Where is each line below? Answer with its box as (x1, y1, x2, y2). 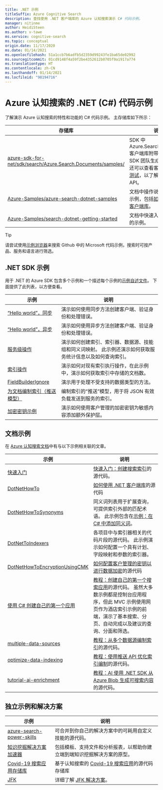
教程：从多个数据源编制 (93, 637, 147, 644)
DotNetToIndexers (7, 540, 49, 547)
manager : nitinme (5, 20, 40, 26)
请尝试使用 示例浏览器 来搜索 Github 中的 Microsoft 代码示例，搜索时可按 (5, 242, 148, 248)
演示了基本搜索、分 (102, 613, 147, 620)
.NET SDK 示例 (5, 263, 49, 272)
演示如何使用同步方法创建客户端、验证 (61, 306, 149, 313)
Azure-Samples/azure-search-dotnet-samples (7, 195, 117, 202)
